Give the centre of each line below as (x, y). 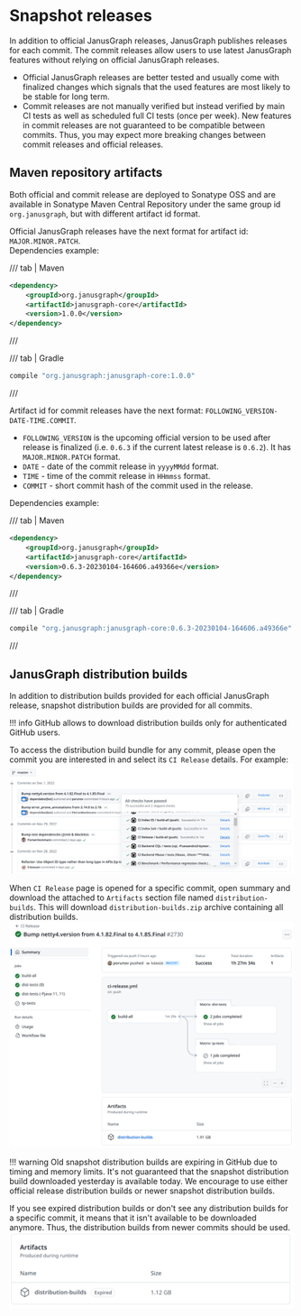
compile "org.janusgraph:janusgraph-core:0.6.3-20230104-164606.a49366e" (151, 629)
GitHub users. (35, 732)
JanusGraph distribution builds (98, 674)
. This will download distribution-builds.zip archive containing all (158, 907)
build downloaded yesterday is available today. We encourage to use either (149, 1182)
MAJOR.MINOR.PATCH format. (71, 457)
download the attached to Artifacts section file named (112, 897)
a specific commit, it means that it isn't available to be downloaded (133, 1218)
